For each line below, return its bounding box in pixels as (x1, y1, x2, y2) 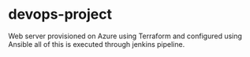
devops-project (8, 5, 113, 23)
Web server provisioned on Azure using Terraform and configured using (8, 31, 243, 41)
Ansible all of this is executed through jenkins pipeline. (8, 39, 185, 48)
